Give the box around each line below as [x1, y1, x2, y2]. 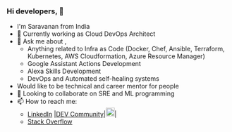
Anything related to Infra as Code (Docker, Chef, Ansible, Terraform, [27, 45, 225, 53]
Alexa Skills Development [27, 67, 102, 76]
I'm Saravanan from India [16, 22, 90, 31]
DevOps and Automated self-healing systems [27, 74, 159, 83]
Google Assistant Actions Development [27, 60, 142, 68]
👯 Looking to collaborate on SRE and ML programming [16, 89, 175, 98]
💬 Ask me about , [16, 37, 67, 46]
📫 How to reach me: [16, 98, 78, 106]
